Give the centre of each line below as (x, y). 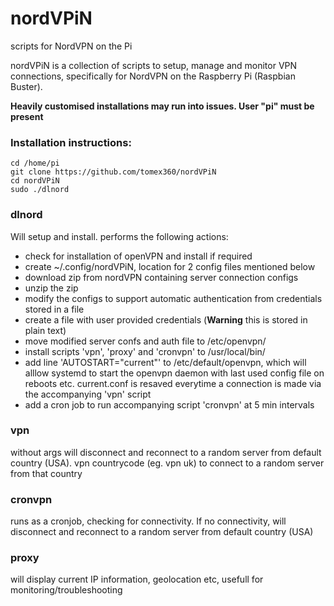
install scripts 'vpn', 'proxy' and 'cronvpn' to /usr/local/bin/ (145, 351)
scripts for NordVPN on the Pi (71, 46)
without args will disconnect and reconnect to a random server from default (166, 452)
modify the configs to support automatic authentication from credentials (173, 298)
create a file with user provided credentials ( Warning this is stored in (166, 319)
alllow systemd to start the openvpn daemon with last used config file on (174, 373)
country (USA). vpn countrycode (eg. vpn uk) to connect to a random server (167, 463)
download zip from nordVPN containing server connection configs (161, 277)
